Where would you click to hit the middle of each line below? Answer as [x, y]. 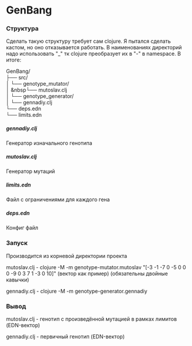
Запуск [17, 243]
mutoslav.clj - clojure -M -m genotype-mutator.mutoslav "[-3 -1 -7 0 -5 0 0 [96, 267]
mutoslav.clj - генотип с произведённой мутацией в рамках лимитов [92, 319]
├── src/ [17, 77]
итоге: [14, 60]
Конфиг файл [22, 228]
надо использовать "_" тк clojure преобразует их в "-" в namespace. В [94, 54]
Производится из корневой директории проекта [67, 256]
